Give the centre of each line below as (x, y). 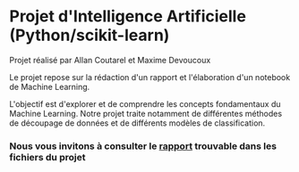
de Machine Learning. (50, 86)
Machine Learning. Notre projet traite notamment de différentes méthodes (146, 113)
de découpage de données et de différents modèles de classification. (137, 123)
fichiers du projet (47, 157)
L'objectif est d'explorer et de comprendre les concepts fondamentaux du (145, 103)
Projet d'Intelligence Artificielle (128, 16)
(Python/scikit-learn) (90, 35)
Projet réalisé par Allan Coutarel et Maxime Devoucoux (110, 60)
